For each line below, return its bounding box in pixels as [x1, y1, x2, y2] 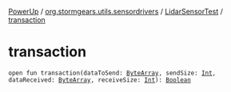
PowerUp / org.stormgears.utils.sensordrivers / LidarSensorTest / [8, 7, 224, 16]
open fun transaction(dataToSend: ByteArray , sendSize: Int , [8, 69, 217, 77]
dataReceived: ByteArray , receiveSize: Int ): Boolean [8, 75, 192, 84]
